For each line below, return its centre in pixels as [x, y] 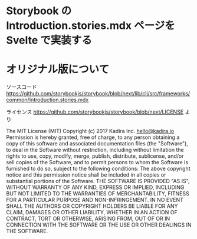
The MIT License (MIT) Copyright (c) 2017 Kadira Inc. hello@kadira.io [90, 131]
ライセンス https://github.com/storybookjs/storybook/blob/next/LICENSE [95, 112]
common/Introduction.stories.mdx [47, 100]
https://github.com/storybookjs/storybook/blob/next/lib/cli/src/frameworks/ [98, 94]
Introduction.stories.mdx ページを [91, 26]
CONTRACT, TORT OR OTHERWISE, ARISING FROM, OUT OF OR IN [88, 219]
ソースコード [22, 87]
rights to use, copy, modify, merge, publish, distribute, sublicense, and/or [95, 156]
